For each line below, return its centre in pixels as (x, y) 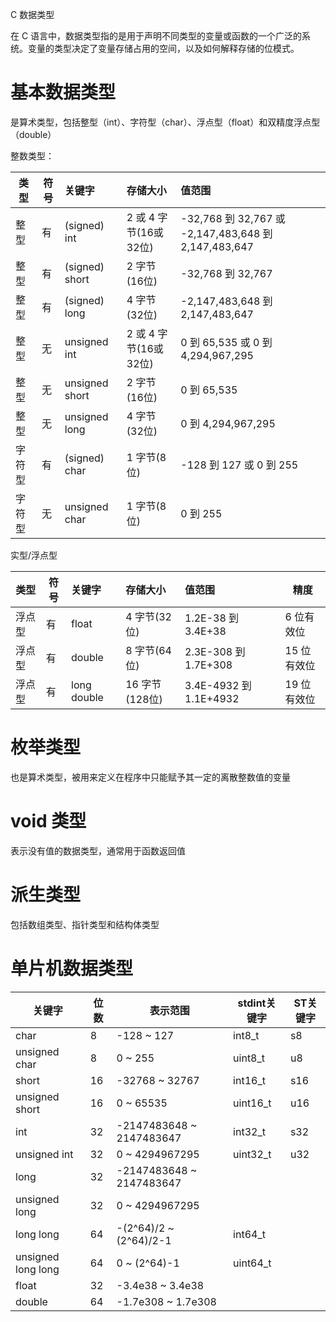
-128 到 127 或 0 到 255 (239, 465)
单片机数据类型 (72, 968)
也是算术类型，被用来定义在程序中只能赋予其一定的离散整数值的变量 (150, 777)
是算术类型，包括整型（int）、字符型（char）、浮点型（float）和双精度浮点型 (165, 122)
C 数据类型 (32, 14)
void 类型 (48, 821)
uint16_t (252, 1103)
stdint (252, 1003)
